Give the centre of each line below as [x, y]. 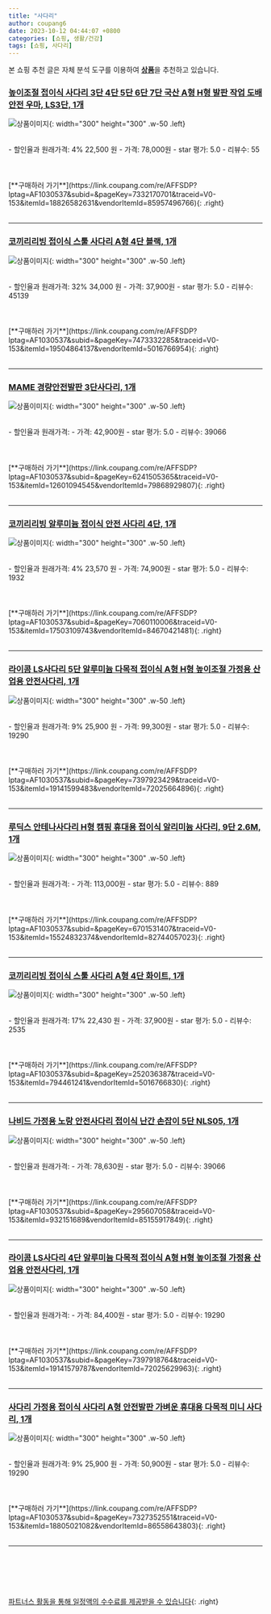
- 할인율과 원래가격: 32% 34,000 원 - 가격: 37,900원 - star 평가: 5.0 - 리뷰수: [131, 286]
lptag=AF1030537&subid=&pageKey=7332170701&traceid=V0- [112, 194]
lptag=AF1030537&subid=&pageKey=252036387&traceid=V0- [112, 1074]
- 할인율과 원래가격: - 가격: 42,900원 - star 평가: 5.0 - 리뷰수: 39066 [118, 432]
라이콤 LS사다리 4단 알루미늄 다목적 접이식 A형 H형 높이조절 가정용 [130, 1258]
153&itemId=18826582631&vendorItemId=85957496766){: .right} [116, 203]
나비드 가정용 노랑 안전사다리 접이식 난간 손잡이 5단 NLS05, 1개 [124, 1121]
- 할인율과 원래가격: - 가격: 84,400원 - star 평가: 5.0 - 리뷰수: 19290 [117, 1315]
